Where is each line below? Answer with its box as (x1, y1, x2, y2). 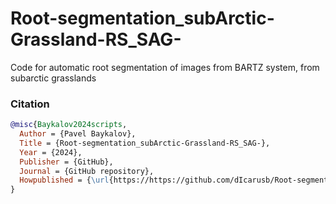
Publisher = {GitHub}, (19, 157, 114, 167)
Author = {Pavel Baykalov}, (19, 129, 137, 139)
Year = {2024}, (19, 147, 83, 157)
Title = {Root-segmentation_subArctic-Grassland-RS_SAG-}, (19, 138, 271, 148)
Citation (10, 97, 50, 111)
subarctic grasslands (10, 72, 97, 84)
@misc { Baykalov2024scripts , (10, 120, 128, 130)
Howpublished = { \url (19, 175, 110, 186)
